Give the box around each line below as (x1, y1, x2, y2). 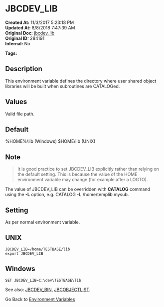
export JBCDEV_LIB (5, 251, 43, 256)
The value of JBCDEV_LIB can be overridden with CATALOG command (5, 186, 151, 192)
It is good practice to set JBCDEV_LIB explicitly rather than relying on (17, 166, 160, 172)
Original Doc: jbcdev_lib (5, 30, 55, 36)
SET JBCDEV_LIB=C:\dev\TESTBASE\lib (5, 278, 81, 283)
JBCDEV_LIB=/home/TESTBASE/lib (5, 247, 70, 252)
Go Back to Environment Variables (5, 296, 75, 302)
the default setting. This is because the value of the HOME (17, 171, 138, 177)
